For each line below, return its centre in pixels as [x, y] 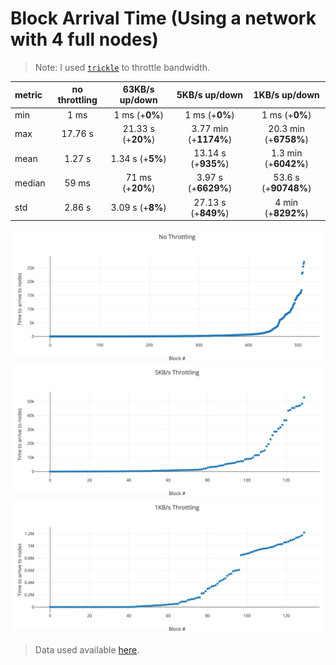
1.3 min [286, 153]
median [30, 183]
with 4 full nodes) [84, 39]
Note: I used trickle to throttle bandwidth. [122, 67]
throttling [77, 100]
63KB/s [138, 89]
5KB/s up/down [210, 94]
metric [28, 94]
